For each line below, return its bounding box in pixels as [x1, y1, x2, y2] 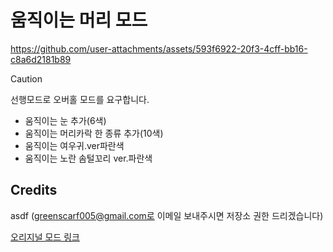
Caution [10, 72, 43, 85]
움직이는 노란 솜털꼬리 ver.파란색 [24, 152, 153, 164]
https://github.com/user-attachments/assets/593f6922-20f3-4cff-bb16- [10, 42, 308, 55]
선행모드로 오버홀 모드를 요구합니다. [10, 93, 150, 105]
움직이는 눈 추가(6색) [24, 114, 107, 126]
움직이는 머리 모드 [10, 9, 148, 32]
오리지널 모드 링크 [10, 231, 80, 243]
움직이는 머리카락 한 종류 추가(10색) [24, 127, 164, 139]
